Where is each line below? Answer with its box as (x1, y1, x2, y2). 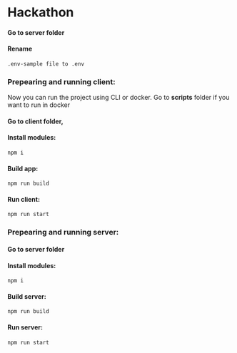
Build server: (7, 292, 46, 300)
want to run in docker (7, 101, 71, 109)
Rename (7, 44, 33, 53)
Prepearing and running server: (7, 227, 119, 237)
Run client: (7, 195, 41, 203)
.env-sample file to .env (7, 60, 84, 68)
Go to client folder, (7, 117, 64, 126)
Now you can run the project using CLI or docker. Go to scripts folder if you (7, 93, 230, 102)
